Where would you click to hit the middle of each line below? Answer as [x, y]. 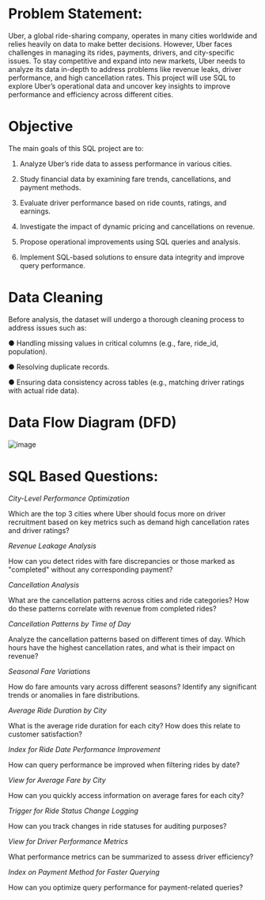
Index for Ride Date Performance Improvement [84, 749]
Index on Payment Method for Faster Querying [84, 872]
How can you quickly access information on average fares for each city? [126, 795]
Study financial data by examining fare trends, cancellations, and [125, 179]
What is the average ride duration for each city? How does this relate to [125, 725]
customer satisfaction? [45, 734]
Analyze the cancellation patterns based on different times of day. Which [127, 639]
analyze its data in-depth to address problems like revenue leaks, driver [125, 69]
